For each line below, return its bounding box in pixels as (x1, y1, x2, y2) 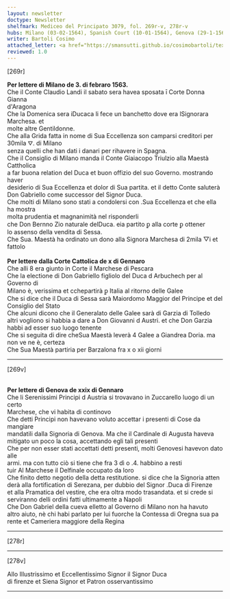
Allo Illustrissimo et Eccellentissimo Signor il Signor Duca (7, 569, 168, 578)
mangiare (7, 422, 34, 430)
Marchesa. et (7, 117, 44, 125)
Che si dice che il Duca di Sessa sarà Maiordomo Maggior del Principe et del (7, 294, 223, 302)
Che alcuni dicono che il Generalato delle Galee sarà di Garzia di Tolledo (7, 308, 211, 317)
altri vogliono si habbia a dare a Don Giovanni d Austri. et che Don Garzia (7, 316, 213, 324)
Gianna (7, 95, 27, 103)
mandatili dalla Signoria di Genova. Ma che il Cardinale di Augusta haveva (7, 429, 214, 438)
